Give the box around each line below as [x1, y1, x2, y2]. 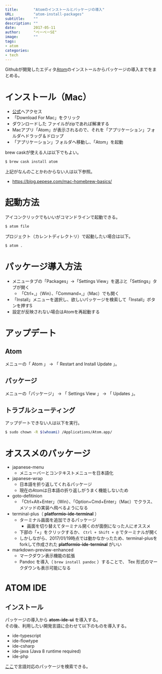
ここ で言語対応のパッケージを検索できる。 [5, 664, 91, 670]
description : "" [5, 21, 38, 26]
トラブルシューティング [5, 406, 76, 415]
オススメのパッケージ [5, 448, 91, 459]
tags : [5, 39, 16, 44]
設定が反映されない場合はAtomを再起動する [12, 309, 100, 315]
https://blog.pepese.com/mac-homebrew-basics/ [12, 179, 112, 185]
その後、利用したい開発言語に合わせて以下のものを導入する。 [5, 623, 129, 629]
